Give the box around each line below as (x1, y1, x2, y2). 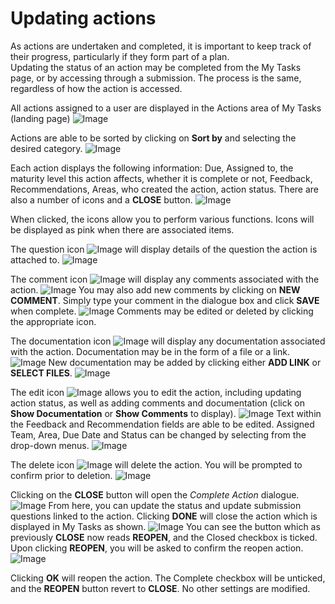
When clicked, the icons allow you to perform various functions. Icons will (10, 213, 315, 225)
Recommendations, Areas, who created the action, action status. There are (10, 183, 320, 195)
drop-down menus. (10, 439, 90, 451)
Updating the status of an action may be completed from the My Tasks (10, 61, 302, 73)
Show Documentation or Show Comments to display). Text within (10, 407, 322, 419)
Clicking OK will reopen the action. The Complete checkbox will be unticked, (10, 572, 326, 584)
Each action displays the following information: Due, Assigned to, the (10, 162, 294, 174)
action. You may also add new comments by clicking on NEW (10, 283, 301, 296)
